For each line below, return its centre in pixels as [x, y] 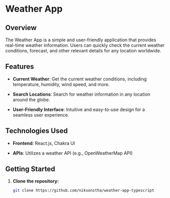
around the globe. [31, 99]
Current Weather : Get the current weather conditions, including [80, 79]
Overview [21, 28]
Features [20, 67]
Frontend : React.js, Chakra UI [44, 143]
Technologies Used [36, 131]
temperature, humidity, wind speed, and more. [61, 84]
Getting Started [30, 169]
